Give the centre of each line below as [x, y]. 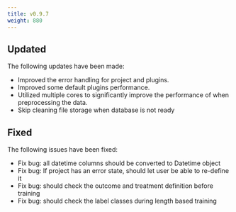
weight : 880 [25, 21]
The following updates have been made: [66, 66]
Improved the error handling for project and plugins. [93, 80]
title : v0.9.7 [28, 14]
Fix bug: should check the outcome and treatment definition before [116, 186]
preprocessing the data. [52, 103]
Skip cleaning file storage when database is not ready [96, 110]
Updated [27, 49]
